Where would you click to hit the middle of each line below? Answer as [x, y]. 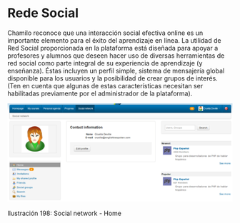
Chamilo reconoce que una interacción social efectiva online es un [105, 33]
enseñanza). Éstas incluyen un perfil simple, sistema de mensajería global [116, 71]
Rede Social [43, 13]
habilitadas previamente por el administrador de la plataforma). [100, 93]
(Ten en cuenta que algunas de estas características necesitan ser [105, 85]
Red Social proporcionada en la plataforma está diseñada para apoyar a [113, 48]
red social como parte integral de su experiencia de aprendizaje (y [105, 63]
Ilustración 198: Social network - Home [65, 213]
